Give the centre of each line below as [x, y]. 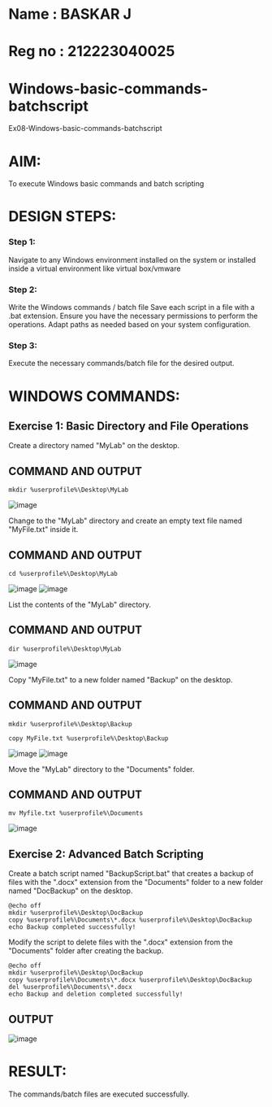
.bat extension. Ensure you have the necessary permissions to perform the [133, 316]
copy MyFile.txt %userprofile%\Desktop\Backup [89, 738]
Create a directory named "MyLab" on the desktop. [94, 446]
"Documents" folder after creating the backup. [86, 951]
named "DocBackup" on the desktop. [71, 891]
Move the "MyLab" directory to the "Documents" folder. [101, 769]
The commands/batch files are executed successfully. [99, 1094]
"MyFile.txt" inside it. [43, 530]
